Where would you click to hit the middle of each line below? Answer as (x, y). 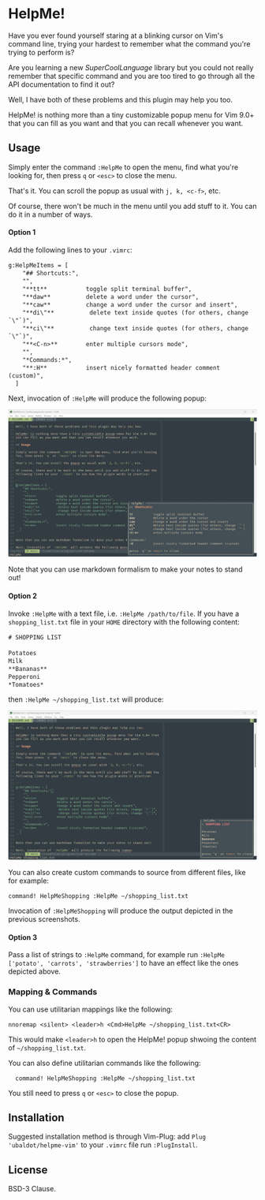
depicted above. (35, 971)
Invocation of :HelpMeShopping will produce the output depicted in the (121, 911)
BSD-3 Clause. (32, 1189)
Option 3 (23, 937)
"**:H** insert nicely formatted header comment (121, 367)
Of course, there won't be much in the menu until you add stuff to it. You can (132, 206)
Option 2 (22, 596)
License (28, 1170)
